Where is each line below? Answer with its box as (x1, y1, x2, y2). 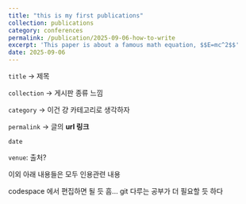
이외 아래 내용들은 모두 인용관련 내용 (8, 170, 121, 179)
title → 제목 (8, 71, 50, 80)
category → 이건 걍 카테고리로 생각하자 (8, 105, 130, 114)
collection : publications (8, 19, 94, 27)
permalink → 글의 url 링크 (8, 122, 90, 131)
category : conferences (8, 26, 83, 34)
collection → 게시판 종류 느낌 (8, 88, 103, 98)
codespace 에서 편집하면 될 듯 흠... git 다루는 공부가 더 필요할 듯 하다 (8, 187, 224, 195)
